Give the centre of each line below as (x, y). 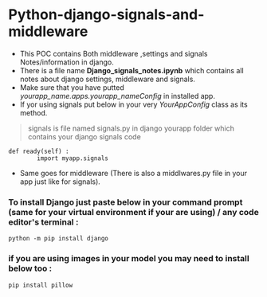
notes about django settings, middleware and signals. (107, 79)
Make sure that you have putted (72, 87)
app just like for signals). (60, 182)
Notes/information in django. (67, 62)
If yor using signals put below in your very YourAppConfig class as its (134, 104)
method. (33, 112)
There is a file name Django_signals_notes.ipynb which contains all (132, 70)
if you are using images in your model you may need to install (129, 259)
